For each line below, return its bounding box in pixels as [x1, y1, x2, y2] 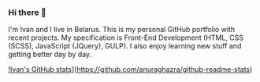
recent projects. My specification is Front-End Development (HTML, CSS [8, 33, 244, 42]
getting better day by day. [8, 50, 92, 59]
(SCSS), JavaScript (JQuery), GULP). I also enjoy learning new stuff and [8, 41, 242, 51]
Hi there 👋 [8, 7, 47, 18]
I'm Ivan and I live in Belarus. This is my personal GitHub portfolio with [8, 25, 235, 34]
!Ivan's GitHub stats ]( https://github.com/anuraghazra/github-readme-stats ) [8, 65, 253, 74]
